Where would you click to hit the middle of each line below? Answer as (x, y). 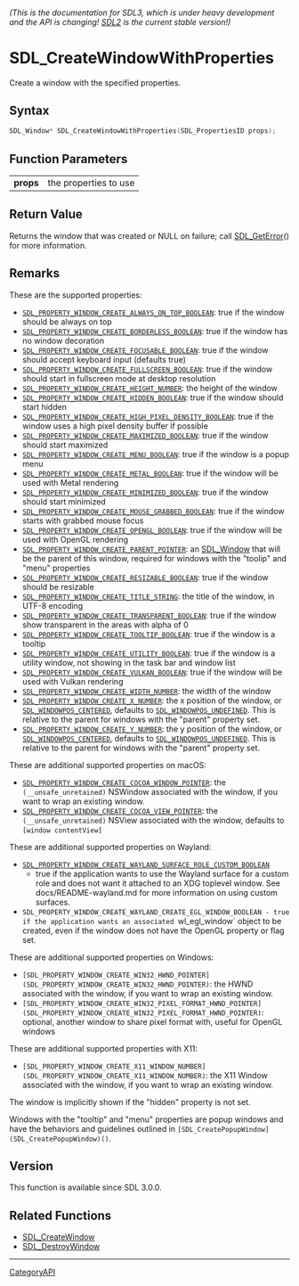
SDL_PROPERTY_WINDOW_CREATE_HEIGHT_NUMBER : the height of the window (150, 388)
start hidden (44, 406)
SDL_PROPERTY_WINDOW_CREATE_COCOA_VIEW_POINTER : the (120, 810)
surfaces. (53, 902)
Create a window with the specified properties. (95, 82)
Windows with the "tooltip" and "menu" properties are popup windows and (146, 1119)
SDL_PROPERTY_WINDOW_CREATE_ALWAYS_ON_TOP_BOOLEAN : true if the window (153, 312)
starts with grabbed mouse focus (83, 520)
